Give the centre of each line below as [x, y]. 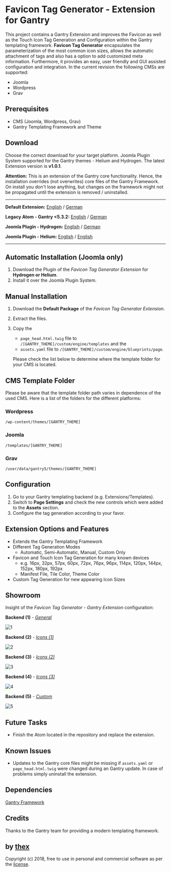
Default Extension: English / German [44, 207]
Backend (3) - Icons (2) [30, 657]
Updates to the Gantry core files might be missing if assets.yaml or [83, 763]
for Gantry [27, 20]
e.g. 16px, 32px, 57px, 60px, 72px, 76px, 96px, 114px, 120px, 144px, [91, 563]
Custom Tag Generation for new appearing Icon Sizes [69, 579]
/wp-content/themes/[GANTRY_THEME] [43, 422]
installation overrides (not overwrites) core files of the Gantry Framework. [82, 181]
